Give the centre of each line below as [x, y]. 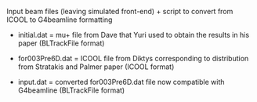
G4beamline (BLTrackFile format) [71, 90]
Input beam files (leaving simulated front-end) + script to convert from [120, 11]
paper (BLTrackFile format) [61, 43]
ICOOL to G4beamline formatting [60, 20]
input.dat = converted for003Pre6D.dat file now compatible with [121, 82]
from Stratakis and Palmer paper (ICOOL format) [96, 67]
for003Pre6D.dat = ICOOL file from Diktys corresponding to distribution [133, 58]
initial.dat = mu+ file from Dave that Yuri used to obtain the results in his [134, 35]
